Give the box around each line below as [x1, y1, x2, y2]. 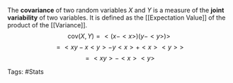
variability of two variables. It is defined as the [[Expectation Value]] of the [7, 13, 226, 22]
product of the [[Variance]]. [7, 21, 88, 29]
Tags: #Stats [7, 68, 45, 76]
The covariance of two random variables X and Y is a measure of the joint [7, 6, 225, 14]
